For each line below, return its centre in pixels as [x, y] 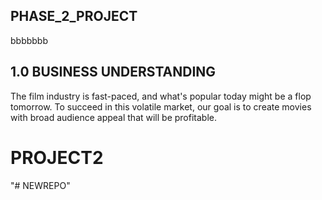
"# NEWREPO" [40, 185]
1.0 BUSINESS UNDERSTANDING [113, 72]
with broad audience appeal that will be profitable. [114, 117]
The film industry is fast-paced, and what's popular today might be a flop [161, 96]
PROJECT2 [57, 157]
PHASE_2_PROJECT [74, 16]
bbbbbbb [29, 40]
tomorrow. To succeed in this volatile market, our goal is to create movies [161, 106]
